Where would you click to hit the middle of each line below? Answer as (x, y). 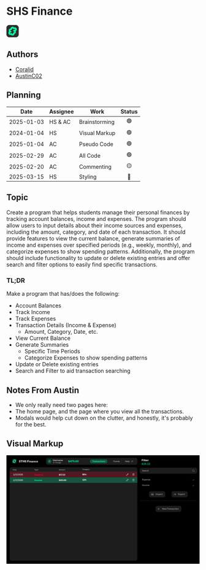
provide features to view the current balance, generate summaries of (93, 238)
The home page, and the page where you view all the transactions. (100, 411)
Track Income (32, 312)
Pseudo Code (96, 144)
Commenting (95, 166)
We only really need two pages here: (62, 405)
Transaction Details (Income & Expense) (66, 325)
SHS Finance (40, 11)
